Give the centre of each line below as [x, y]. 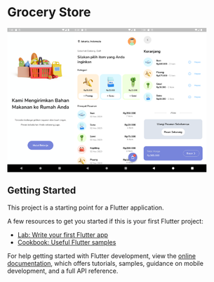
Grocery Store [49, 12]
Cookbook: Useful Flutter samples [67, 242]
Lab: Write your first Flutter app [63, 235]
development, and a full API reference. [63, 271]
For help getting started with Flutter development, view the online [102, 256]
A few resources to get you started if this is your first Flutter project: [105, 221]
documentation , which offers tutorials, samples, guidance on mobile [105, 263]
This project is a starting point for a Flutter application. [86, 207]
